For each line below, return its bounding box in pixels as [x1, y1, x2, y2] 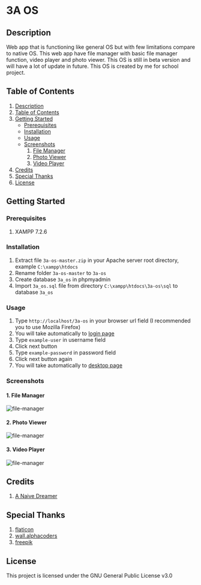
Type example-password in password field [14, 349, 116, 356]
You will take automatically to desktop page [14, 362, 123, 369]
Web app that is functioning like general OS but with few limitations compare [6, 43, 196, 50]
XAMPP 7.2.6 [14, 228, 47, 235]
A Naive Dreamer [14, 493, 58, 500]
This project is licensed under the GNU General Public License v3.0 [6, 572, 173, 580]
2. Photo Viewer [6, 419, 47, 426]
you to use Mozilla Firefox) [14, 324, 81, 331]
